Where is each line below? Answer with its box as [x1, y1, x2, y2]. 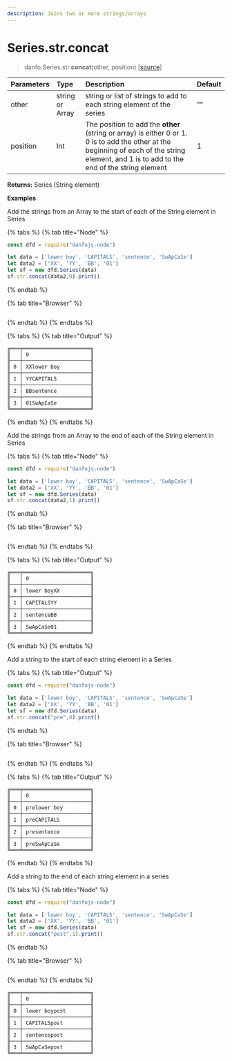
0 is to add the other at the [85, 136, 171, 146]
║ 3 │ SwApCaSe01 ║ [7, 624, 95, 631]
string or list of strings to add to [85, 91, 187, 100]
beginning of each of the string [85, 145, 186, 155]
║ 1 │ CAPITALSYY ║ [7, 600, 95, 607]
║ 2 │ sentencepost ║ [7, 1032, 95, 1039]
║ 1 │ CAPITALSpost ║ [7, 1020, 95, 1027]
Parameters [10, 79, 50, 89]
